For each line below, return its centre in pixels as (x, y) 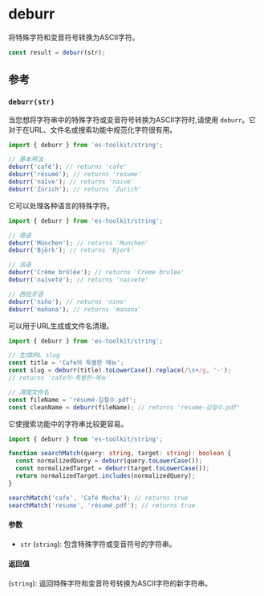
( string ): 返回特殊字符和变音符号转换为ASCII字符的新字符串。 (110, 583)
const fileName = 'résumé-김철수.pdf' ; (72, 400)
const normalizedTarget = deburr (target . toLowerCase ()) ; (113, 469)
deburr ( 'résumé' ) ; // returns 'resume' (75, 175)
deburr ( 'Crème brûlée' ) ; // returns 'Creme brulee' (96, 273)
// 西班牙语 (26, 294)
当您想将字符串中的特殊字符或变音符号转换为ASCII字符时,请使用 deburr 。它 (132, 119)
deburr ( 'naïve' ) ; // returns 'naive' (71, 182)
